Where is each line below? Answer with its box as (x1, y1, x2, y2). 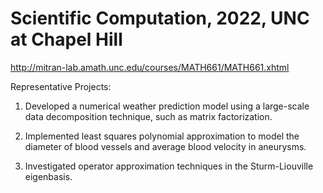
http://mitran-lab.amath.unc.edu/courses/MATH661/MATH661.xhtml (10, 61, 290, 73)
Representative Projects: (10, 80, 112, 92)
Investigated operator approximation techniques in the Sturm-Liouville (24, 160, 314, 172)
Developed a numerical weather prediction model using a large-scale (24, 100, 310, 112)
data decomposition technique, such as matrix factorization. (24, 110, 273, 122)
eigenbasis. (24, 170, 73, 182)
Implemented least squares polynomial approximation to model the (24, 130, 300, 142)
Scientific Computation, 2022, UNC (10, 7, 310, 30)
